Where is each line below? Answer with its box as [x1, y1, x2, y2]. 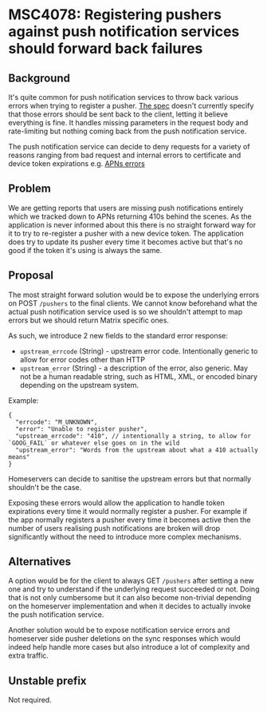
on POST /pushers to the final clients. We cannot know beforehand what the [8, 298, 257, 308]
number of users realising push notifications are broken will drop [8, 523, 221, 532]
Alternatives [8, 555, 72, 568]
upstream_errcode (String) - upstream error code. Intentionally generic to [19, 346, 258, 356]
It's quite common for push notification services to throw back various [8, 93, 239, 101]
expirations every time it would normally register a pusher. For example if [8, 506, 248, 516]
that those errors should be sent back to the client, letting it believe [8, 109, 229, 119]
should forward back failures [8, 40, 203, 57]
